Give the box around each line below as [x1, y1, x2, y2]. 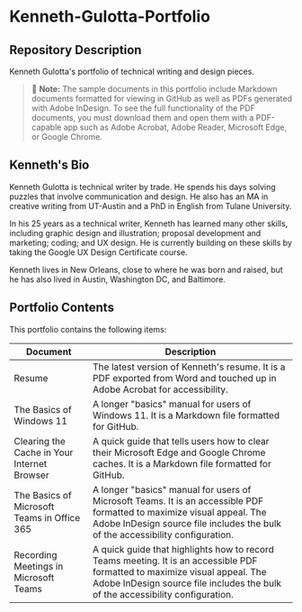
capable [31, 122, 62, 132]
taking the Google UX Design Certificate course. [9, 246, 188, 258]
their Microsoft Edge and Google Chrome [93, 446, 266, 459]
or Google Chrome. [31, 132, 103, 142]
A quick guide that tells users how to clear [93, 434, 270, 447]
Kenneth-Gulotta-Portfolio [9, 6, 211, 27]
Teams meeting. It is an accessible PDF [93, 554, 258, 567]
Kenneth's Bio [9, 158, 90, 173]
